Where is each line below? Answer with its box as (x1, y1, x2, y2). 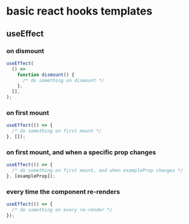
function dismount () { (17, 72, 75, 78)
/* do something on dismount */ (22, 77, 105, 83)
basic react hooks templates (6, 4, 153, 18)
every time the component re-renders (6, 187, 120, 195)
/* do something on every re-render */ (12, 207, 113, 213)
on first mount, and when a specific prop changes (6, 148, 156, 156)
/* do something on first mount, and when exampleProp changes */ (12, 168, 184, 174)
